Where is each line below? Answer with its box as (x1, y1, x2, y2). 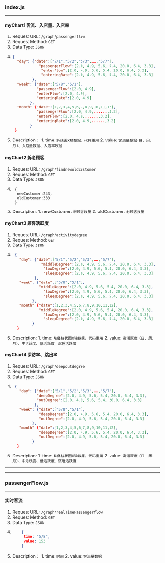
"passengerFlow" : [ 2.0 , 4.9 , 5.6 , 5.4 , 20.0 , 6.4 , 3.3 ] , (38, 64, 156, 69)
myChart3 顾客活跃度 (5, 220, 49, 226)
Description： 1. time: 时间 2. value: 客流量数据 (12, 553, 102, 559)
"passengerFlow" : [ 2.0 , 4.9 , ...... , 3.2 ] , (36, 109, 120, 114)
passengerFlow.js (5, 480, 49, 487)
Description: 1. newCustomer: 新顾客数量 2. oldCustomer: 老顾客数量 (12, 209, 145, 214)
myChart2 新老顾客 (5, 154, 45, 160)
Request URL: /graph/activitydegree (12, 231, 87, 238)
